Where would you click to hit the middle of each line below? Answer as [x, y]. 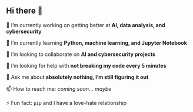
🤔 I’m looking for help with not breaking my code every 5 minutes [86, 65]
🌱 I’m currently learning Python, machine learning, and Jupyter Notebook [96, 42]
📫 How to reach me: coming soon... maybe [59, 88]
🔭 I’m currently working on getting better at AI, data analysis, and [86, 25]
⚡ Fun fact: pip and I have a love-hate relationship [66, 103]
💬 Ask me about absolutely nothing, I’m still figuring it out [77, 77]
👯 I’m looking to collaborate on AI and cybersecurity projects [81, 54]
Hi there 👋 [24, 11]
